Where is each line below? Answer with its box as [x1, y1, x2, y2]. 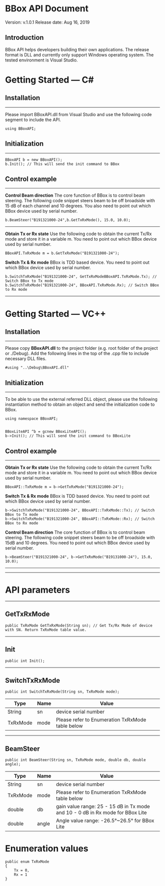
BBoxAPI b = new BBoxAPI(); [5, 157, 63, 162]
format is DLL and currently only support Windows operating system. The [5, 52, 154, 58]
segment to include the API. [5, 117, 61, 122]
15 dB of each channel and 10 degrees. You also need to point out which [5, 203, 151, 209]
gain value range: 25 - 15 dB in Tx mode [55, 803, 150, 810]
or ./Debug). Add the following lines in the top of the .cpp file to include [5, 350, 149, 357]
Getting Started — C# [5, 74, 94, 85]
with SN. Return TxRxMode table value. [5, 627, 87, 632]
